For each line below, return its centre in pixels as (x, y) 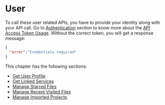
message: (15, 38)
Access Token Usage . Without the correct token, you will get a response (79, 33)
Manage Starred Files (34, 86)
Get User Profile (29, 76)
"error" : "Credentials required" (43, 52)
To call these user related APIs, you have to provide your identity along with (83, 22)
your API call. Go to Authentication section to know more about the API (78, 27)
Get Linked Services (33, 81)
